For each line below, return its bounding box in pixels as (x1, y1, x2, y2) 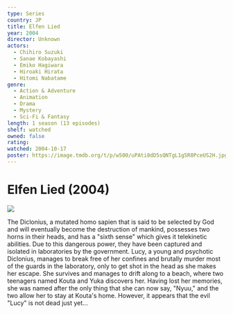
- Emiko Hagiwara (13, 62, 64, 69)
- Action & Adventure (13, 87, 76, 94)
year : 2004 (7, 29, 39, 37)
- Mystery (13, 107, 42, 114)
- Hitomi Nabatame (13, 74, 67, 82)
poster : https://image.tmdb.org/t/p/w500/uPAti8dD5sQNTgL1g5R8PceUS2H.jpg (7, 152, 228, 159)
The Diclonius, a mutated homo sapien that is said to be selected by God (7, 218, 215, 226)
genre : (7, 81, 26, 88)
